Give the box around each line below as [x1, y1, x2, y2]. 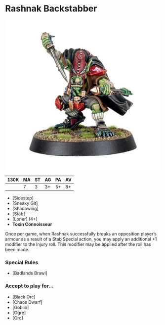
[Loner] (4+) [12, 216, 38, 222]
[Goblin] [12, 304, 29, 310]
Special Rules [5, 259, 39, 266]
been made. [5, 246, 30, 252]
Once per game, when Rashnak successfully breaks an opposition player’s [5, 231, 157, 236]
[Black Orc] [12, 294, 36, 300]
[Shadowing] [12, 205, 39, 211]
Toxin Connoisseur [12, 221, 52, 227]
